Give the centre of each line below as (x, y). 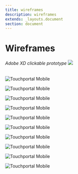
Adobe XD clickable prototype (36, 63)
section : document (24, 24)
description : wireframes (31, 14)
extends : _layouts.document (34, 19)
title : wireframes (24, 10)
